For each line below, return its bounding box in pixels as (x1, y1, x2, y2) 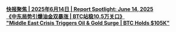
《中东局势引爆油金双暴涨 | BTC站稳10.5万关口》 (6, 13, 125, 20)
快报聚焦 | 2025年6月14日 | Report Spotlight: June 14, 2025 (6, 6, 153, 12)
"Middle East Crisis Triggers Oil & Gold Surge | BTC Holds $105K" (6, 20, 170, 26)
